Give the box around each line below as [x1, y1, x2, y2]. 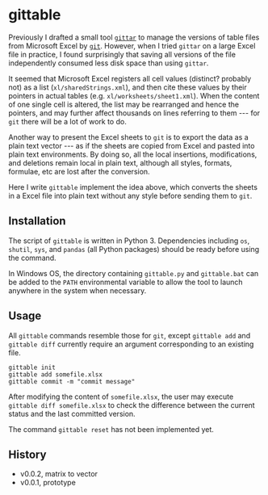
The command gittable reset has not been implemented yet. [8, 424, 214, 434]
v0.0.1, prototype [19, 478, 77, 488]
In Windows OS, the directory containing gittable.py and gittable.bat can [8, 268, 259, 278]
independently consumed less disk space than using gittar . [8, 58, 209, 68]
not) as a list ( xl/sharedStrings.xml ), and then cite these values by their [8, 82, 248, 92]
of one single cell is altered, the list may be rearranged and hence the [8, 99, 240, 109]
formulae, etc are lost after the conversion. [8, 166, 151, 176]
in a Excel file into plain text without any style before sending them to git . [8, 191, 253, 200]
